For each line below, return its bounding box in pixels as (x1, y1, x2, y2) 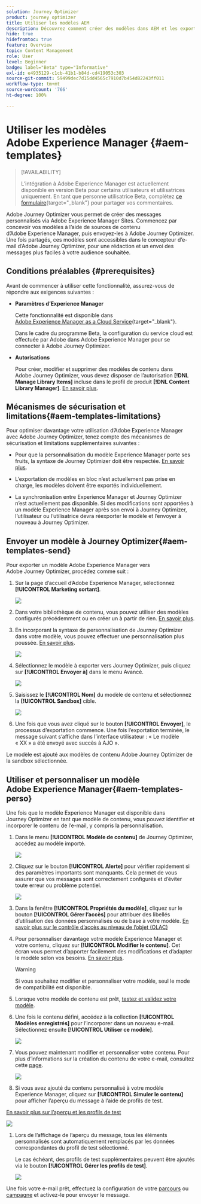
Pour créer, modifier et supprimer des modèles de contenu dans (14, 365, 173, 373)
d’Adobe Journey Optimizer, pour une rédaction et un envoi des (17, 242, 174, 249)
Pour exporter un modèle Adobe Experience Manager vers (6, 562, 151, 569)
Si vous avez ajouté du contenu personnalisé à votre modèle (14, 1084, 164, 1092)
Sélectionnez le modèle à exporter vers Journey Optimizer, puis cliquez (14, 662, 191, 669)
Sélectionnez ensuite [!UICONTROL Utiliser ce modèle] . (14, 1026, 154, 1033)
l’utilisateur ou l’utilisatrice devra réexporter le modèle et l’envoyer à (14, 513, 181, 520)
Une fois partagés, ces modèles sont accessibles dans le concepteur (6, 236, 176, 243)
